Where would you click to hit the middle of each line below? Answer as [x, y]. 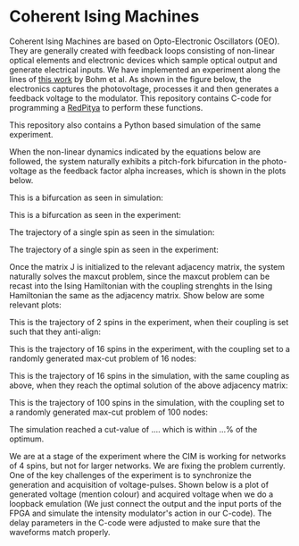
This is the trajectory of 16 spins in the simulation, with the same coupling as [149, 375]
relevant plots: [36, 305]
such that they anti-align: [55, 332]
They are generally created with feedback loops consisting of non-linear [142, 50]
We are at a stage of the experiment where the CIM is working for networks [148, 456]
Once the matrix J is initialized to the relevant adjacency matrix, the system [147, 266]
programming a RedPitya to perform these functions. [106, 107]
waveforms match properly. [60, 532]
